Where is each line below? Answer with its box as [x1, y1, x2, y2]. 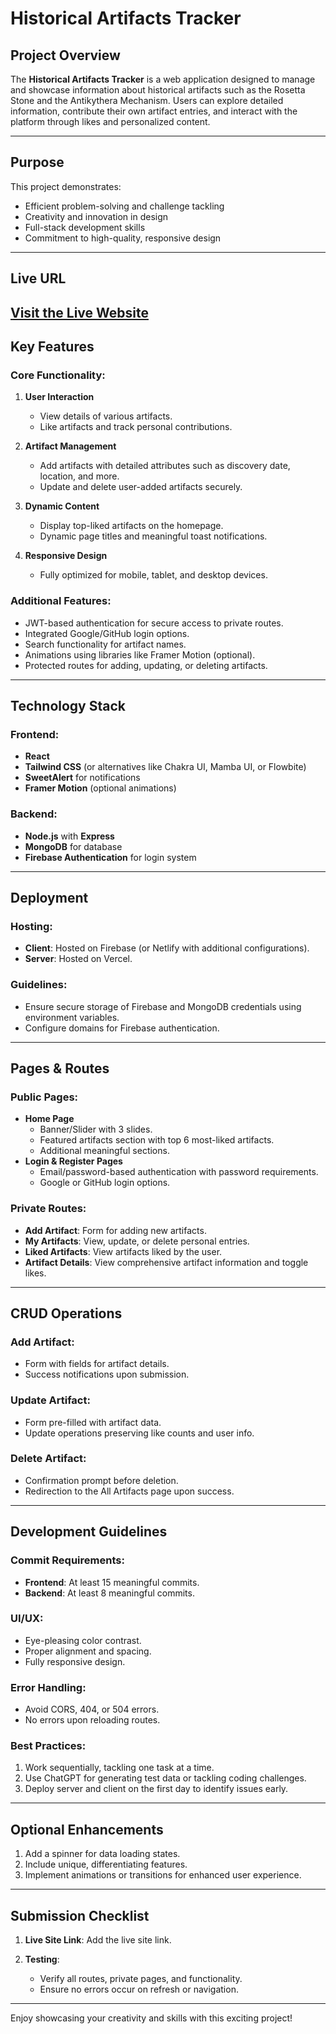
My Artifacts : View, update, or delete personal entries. [24, 1235, 250, 1247]
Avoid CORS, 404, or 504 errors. [24, 1703, 160, 1716]
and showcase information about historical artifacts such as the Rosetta [10, 84, 306, 96]
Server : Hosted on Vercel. [24, 953, 133, 965]
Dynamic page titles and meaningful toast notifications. [39, 530, 268, 542]
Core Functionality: [10, 368, 106, 382]
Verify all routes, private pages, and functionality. [39, 1973, 243, 1985]
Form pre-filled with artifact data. [24, 1416, 162, 1428]
